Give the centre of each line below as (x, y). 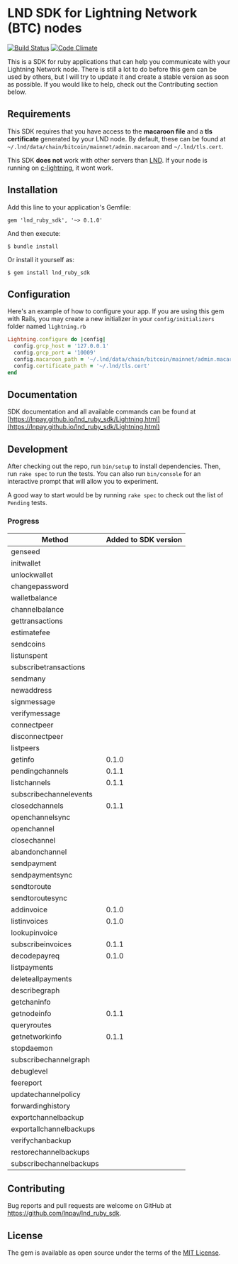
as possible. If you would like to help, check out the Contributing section (113, 84)
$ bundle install (33, 247)
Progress (23, 522)
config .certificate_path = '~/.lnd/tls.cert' (82, 366)
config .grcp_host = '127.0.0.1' (62, 346)
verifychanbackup (41, 1140)
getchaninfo (31, 1002)
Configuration (39, 294)
